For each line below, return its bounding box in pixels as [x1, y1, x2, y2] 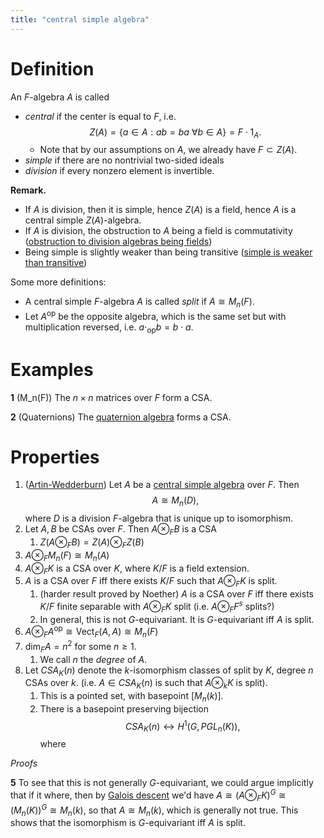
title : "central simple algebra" [10, 14, 150, 25]
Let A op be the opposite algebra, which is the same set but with [24, 309, 287, 322]
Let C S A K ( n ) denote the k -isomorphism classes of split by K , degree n [24, 664, 314, 678]
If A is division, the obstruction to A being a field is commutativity [24, 225, 293, 237]
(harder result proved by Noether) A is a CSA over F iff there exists [39, 588, 314, 600]
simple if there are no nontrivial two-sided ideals [24, 154, 225, 166]
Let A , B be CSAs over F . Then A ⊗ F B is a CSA [24, 523, 217, 538]
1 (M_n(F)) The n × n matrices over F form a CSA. [10, 391, 213, 403]
